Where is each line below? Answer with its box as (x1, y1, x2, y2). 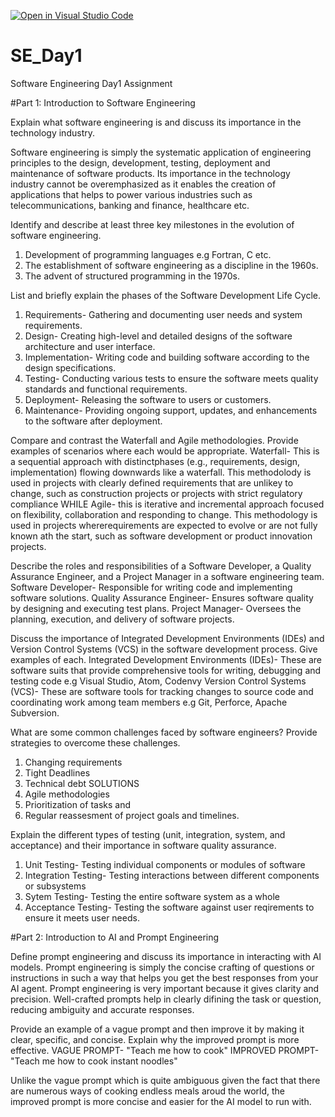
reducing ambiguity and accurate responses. (10, 1003, 195, 1015)
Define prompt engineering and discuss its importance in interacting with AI (10, 950, 322, 962)
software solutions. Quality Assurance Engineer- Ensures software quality (10, 591, 314, 604)
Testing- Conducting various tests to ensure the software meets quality (24, 372, 319, 384)
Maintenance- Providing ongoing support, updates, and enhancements (24, 404, 318, 416)
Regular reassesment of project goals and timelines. (24, 809, 240, 821)
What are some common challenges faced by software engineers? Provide (10, 726, 318, 738)
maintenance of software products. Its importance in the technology (10, 167, 291, 179)
